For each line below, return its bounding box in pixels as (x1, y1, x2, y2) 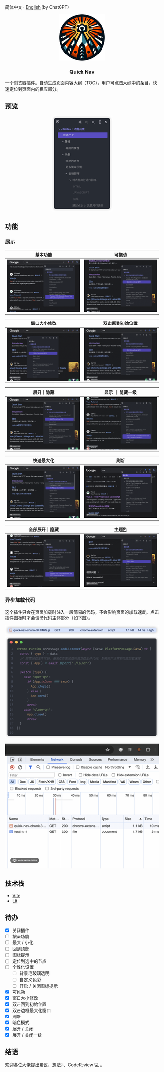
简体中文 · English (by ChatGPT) (5, 4, 69, 10)
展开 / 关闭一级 (12, 1032, 42, 1038)
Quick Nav (69, 68, 95, 75)
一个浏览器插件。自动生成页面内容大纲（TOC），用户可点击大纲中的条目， (5, 80, 153, 86)
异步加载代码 (5, 597, 36, 604)
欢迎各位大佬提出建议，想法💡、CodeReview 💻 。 (5, 1062, 104, 1068)
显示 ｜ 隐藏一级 (104, 389, 137, 395)
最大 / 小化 (12, 939, 34, 946)
